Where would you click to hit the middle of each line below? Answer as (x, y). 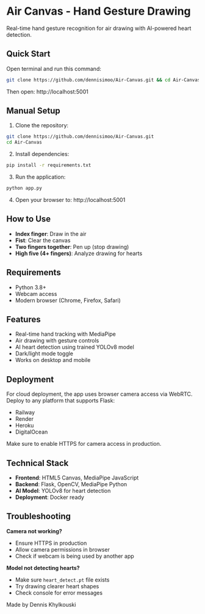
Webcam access (36, 294)
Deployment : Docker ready (49, 497)
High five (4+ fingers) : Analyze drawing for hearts (79, 253)
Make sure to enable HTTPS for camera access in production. (84, 444)
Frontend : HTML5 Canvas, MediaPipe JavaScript (77, 478)
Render (24, 419)
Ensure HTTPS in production (51, 543)
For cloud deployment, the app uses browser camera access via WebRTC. (99, 394)
